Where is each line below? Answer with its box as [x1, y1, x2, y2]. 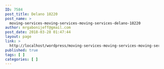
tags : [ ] [5, 52, 25, 57]
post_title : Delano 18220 [5, 12, 58, 17]
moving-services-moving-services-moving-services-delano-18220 [9, 20, 141, 26]
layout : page [5, 34, 32, 39]
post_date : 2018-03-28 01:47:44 [5, 30, 71, 34]
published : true [5, 48, 38, 52]
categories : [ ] [5, 57, 38, 62]
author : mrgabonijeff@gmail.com [5, 25, 71, 30]
